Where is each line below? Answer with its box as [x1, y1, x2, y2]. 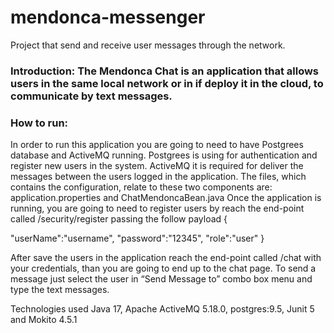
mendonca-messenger [10, 6, 206, 29]
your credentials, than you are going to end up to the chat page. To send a [10, 262, 317, 275]
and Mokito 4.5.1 [10, 314, 78, 326]
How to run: [10, 116, 69, 130]
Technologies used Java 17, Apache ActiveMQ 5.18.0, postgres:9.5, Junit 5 [10, 303, 315, 315]
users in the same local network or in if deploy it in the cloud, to [10, 76, 324, 90]
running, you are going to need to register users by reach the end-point [10, 202, 305, 215]
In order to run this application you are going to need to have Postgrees [10, 139, 304, 151]
